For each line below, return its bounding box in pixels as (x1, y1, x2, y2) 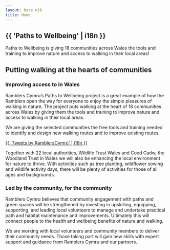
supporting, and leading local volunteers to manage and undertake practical (5, 207, 165, 213)
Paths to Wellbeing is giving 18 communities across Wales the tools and (5, 45, 156, 51)
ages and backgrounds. (5, 172, 55, 177)
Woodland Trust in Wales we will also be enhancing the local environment (5, 155, 160, 161)
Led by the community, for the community (5, 184, 112, 191)
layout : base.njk (5, 7, 42, 13)
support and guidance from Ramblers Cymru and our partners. (5, 239, 137, 245)
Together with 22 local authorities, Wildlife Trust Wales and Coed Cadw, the (5, 150, 165, 156)
